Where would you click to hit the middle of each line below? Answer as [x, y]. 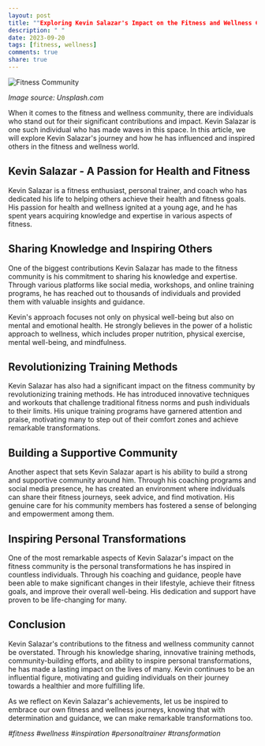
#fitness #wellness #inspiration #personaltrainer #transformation [114, 733]
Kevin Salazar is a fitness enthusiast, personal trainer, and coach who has [128, 190]
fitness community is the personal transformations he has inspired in [119, 566]
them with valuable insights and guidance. [77, 301]
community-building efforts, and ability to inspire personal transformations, [130, 661]
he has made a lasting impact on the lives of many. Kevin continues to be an [131, 668]
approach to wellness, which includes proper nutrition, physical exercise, [127, 334]
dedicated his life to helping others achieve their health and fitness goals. [127, 199]
